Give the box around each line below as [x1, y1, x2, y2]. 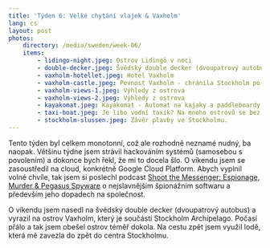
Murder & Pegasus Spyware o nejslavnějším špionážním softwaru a [8, 181, 231, 190]
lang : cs [8, 19, 38, 27]
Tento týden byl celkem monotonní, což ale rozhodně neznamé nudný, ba [8, 138, 252, 148]
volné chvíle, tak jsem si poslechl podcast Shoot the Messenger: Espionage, [8, 172, 260, 181]
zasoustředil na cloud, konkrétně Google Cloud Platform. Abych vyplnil [8, 164, 243, 173]
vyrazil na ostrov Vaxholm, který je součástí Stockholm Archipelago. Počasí [8, 213, 258, 223]
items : [22, 49, 45, 57]
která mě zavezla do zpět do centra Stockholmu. [8, 230, 169, 240]
